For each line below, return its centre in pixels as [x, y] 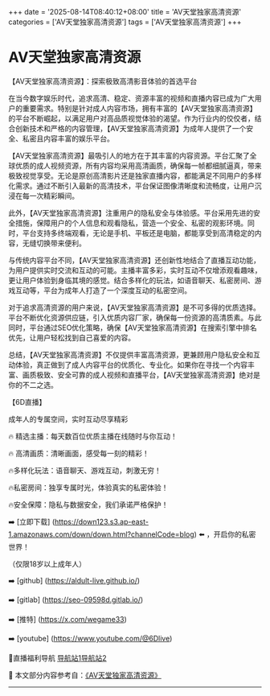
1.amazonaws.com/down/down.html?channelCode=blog [101, 534]
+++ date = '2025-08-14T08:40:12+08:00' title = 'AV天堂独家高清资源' [125, 12]
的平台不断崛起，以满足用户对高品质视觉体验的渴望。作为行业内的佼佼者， [131, 118]
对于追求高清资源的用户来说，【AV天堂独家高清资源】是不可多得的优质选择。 [135, 307]
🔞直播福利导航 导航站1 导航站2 [57, 657]
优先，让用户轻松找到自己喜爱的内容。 [72, 337]
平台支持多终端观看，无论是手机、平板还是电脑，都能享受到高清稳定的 [138, 233]
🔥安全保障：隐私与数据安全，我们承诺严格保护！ [88, 504]
